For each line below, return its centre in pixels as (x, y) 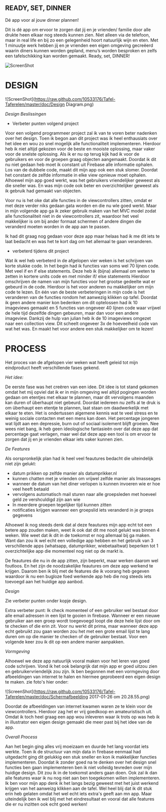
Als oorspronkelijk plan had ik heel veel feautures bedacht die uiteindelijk (79, 458)
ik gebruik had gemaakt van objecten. (43, 191)
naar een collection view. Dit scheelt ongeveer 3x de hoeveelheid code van (82, 324)
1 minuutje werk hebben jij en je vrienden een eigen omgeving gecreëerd (79, 45)
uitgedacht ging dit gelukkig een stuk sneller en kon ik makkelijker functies (81, 757)
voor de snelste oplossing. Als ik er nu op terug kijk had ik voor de (72, 154)
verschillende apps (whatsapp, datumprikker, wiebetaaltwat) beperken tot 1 (82, 546)
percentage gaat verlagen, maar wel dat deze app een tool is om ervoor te (81, 434)
